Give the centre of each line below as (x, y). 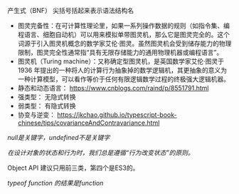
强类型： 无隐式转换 (47, 97)
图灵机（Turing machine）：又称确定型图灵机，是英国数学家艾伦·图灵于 (121, 61)
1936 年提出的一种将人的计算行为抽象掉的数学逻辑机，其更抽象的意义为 (122, 70)
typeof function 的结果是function (55, 183)
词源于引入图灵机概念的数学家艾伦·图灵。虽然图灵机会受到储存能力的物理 (124, 44)
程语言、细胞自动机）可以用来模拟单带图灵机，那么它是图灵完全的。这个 (123, 35)
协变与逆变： (36, 115)
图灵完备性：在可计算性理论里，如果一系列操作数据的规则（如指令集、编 (123, 26)
